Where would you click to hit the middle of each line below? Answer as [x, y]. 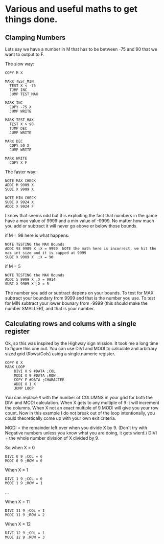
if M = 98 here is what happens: [37, 235]
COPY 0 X [14, 363]
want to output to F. [25, 54]
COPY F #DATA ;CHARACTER [39, 380]
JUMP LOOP [24, 388]
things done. [31, 19]
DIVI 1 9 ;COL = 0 [24, 479]
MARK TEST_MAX [20, 120]
